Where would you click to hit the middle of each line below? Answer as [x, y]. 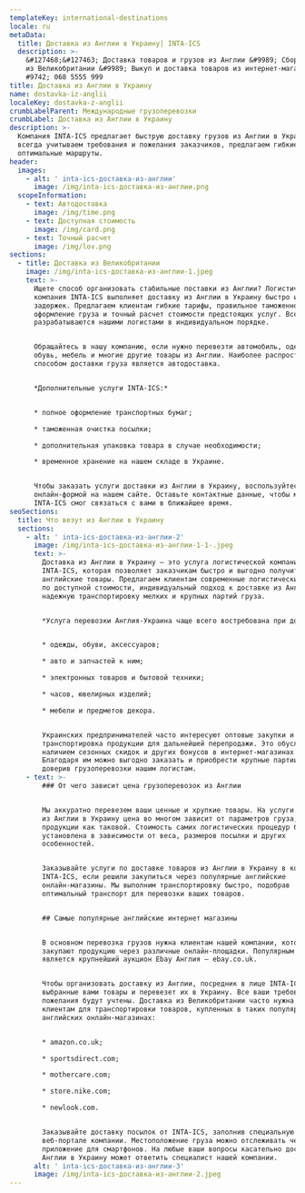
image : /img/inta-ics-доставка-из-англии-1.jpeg [119, 272]
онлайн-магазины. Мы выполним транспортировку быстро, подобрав [166, 885]
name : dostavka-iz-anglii [58, 94]
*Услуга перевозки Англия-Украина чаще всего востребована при [164, 621]
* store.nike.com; [77, 1092]
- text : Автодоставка [66, 204]
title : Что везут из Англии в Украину [91, 520]
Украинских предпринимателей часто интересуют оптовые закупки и [168, 735]
